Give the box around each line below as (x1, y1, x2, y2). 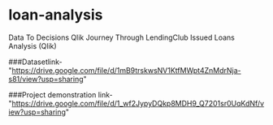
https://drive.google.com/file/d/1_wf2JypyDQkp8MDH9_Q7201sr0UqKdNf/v (11, 98, 265, 108)
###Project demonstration (8, 89, 97, 99)
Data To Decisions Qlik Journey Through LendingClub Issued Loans (8, 32, 236, 42)
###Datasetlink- (8, 57, 63, 67)
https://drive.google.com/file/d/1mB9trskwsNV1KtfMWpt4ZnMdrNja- (11, 65, 241, 75)
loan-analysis (8, 6, 103, 24)
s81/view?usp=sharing (8, 74, 84, 84)
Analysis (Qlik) (8, 41, 57, 50)
